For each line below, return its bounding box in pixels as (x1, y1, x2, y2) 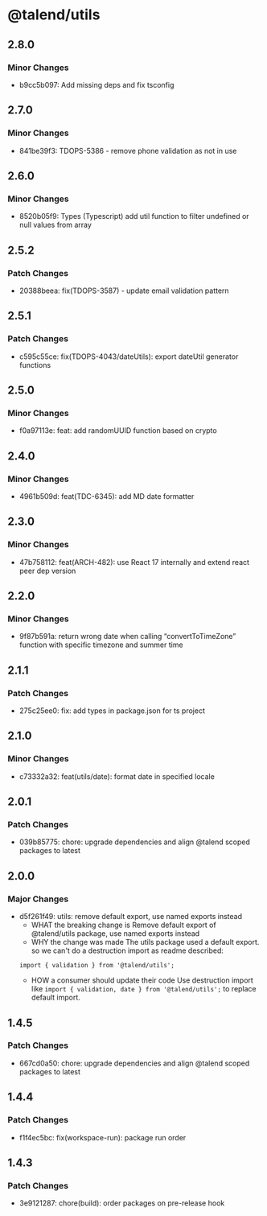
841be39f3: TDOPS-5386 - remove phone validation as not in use (18, 146, 237, 155)
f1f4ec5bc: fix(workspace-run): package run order (18, 1132, 187, 1142)
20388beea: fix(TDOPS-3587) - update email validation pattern (18, 286, 230, 295)
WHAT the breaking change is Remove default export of (31, 920, 216, 930)
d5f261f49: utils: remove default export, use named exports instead (18, 912, 243, 921)
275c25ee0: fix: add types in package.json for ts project (18, 706, 206, 715)
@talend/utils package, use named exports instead (31, 929, 200, 938)
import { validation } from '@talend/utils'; (18, 962, 175, 970)
